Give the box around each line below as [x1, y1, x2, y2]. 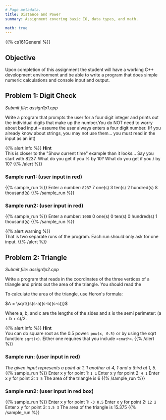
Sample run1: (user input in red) [5, 173, 83, 180]
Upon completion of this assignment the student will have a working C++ [5, 67, 154, 72]
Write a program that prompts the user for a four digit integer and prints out [5, 114, 159, 120]
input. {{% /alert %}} [5, 239, 47, 245]
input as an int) [5, 135, 36, 141]
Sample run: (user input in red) [5, 353, 80, 360]
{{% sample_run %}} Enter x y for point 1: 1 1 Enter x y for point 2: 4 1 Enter [5, 370, 160, 376]
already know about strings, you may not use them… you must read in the [5, 130, 156, 136]
